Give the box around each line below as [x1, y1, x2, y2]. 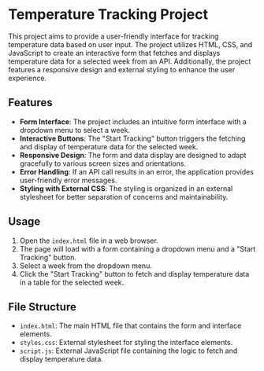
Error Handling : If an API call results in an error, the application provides [19, 167, 255, 176]
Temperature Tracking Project [8, 6, 209, 24]
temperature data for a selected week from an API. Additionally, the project [8, 57, 251, 66]
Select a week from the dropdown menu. [19, 261, 152, 270]
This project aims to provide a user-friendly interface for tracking [8, 31, 219, 41]
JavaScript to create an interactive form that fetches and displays [8, 48, 221, 57]
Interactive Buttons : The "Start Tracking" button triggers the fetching [19, 134, 246, 143]
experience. [8, 73, 47, 83]
